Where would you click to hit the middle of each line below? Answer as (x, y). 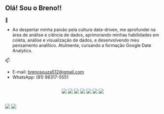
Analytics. (22, 50)
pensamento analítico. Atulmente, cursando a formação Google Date (82, 45)
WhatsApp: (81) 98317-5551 (40, 77)
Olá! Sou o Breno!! (33, 8)
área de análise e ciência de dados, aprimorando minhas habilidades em (85, 35)
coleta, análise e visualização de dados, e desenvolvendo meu (76, 40)
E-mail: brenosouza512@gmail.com (48, 72)
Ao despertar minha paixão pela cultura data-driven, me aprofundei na (84, 30)
